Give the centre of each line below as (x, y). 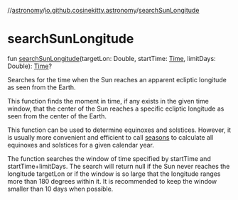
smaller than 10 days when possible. (60, 189)
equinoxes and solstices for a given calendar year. (81, 145)
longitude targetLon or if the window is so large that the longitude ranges (114, 174)
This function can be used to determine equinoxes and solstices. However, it (119, 130)
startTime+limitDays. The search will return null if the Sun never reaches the (119, 166)
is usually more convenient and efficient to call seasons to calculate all (110, 137)
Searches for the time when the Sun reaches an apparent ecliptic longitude (117, 79)
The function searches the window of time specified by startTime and (109, 158)
